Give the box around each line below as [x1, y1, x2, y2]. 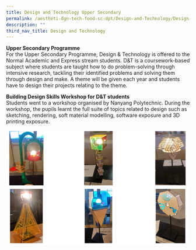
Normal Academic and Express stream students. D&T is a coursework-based [6, 57, 190, 64]
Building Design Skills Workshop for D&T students [6, 93, 130, 100]
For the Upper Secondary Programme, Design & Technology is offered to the [6, 51, 190, 58]
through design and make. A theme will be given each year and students [6, 76, 180, 83]
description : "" [6, 22, 45, 27]
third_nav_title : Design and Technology [6, 28, 106, 34]
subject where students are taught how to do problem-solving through [6, 63, 175, 70]
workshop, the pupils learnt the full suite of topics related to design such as [6, 106, 187, 113]
